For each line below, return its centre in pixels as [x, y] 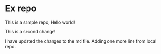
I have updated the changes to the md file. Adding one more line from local [81, 41]
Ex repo [21, 9]
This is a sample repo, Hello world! [40, 22]
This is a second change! [30, 31]
